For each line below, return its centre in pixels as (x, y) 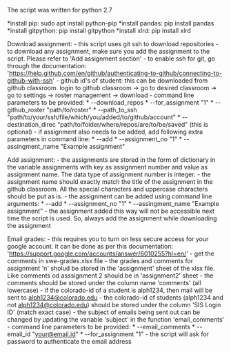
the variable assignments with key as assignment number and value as (108, 167)
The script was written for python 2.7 (60, 10)
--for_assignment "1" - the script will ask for (147, 334)
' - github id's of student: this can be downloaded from (130, 81)
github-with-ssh (30, 81)
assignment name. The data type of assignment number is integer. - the (109, 174)
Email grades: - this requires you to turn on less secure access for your (108, 239)
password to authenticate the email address (70, 341)
